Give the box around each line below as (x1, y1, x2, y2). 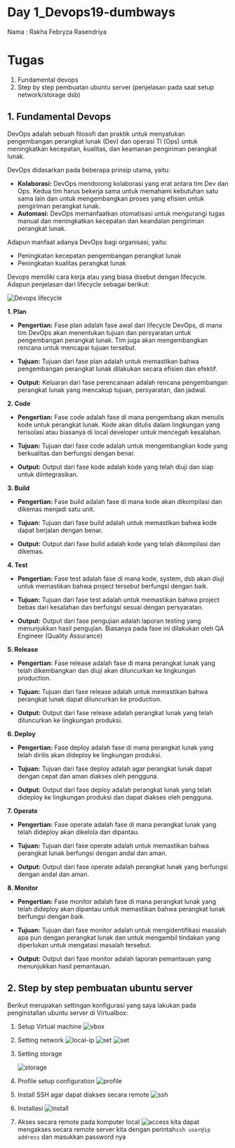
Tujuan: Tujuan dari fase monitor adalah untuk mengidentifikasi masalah (17, 926, 227, 934)
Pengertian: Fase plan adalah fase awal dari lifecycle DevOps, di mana (17, 321, 222, 329)
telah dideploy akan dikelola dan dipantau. (17, 828, 140, 836)
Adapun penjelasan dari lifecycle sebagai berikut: (7, 279, 150, 289)
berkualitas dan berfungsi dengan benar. (17, 448, 135, 458)
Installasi (17, 1104, 43, 1112)
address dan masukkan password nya (17, 1133, 126, 1141)
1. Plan (7, 307, 27, 315)
